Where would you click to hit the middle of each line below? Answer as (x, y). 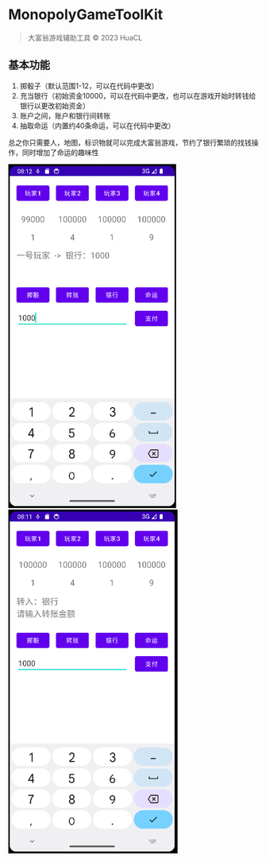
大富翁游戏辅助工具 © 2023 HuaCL (85, 37)
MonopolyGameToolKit (86, 15)
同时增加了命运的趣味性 (60, 152)
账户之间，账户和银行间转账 (65, 115)
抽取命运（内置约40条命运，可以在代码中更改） (97, 126)
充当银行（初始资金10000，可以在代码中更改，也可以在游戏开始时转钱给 (138, 95)
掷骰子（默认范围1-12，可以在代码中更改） (89, 86)
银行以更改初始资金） (54, 106)
